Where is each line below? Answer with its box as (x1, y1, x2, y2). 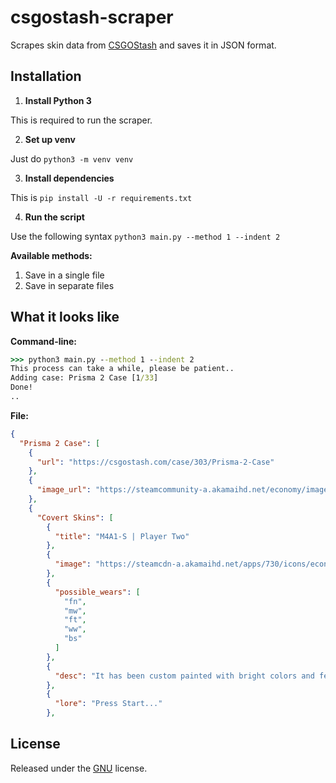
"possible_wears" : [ (54, 587, 141, 597)
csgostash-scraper (10, 6, 174, 29)
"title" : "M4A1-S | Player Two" (54, 531, 190, 541)
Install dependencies (24, 172, 115, 184)
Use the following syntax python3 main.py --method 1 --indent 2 (10, 230, 281, 242)
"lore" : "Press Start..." (54, 699, 163, 709)
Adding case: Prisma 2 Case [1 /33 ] (10, 373, 159, 383)
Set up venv (24, 133, 76, 145)
